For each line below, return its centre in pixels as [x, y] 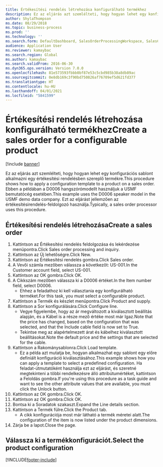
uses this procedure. [26, 210]
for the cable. [33, 342]
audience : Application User [34, 46]
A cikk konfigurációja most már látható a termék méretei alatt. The [85, 415]
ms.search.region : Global [31, 55]
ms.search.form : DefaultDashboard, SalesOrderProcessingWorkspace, [75, 41]
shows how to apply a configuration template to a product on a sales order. [80, 184]
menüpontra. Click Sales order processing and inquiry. [66, 249]
